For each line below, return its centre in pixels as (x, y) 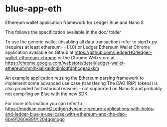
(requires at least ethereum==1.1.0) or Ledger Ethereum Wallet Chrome (78, 47)
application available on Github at (39, 52)
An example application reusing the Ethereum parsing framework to (75, 78)
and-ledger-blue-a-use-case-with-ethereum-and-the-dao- (66, 114)
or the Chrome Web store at (86, 57)
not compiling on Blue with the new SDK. (47, 94)
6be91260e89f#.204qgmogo (35, 119)
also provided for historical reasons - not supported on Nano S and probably (84, 88)
